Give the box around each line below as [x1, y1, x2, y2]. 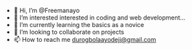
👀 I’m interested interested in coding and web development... [13, 14, 186, 22]
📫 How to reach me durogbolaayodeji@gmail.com [13, 36, 156, 43]
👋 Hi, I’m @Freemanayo [13, 7, 80, 14]
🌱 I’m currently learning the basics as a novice [13, 21, 145, 28]
